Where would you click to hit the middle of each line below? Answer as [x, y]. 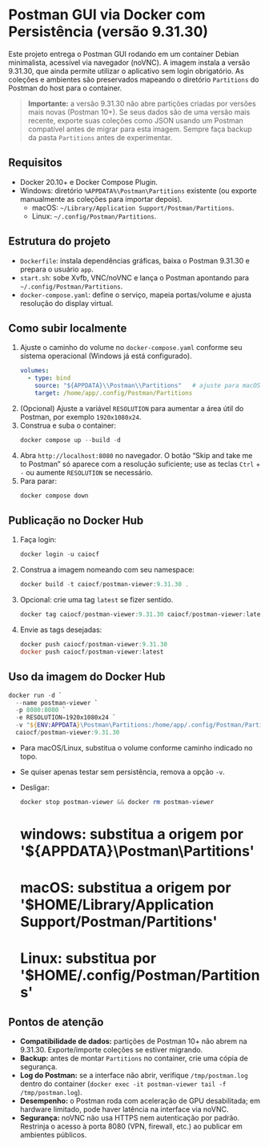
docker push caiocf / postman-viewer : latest [92, 652]
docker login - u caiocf [60, 554]
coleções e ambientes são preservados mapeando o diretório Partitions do [134, 79]
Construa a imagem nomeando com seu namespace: [107, 569]
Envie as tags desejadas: [61, 630]
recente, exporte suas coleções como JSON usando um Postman [136, 120]
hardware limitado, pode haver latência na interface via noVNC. [124, 1109]
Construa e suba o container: [68, 425]
